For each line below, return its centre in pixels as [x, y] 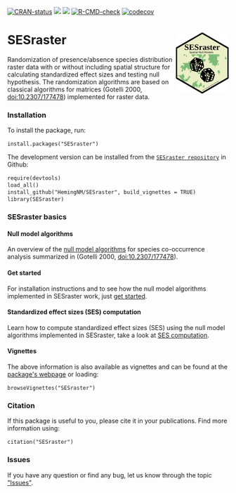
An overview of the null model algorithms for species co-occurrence [106, 249]
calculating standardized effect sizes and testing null [84, 74]
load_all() [23, 185]
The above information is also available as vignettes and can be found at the [118, 367]
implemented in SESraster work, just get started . [77, 296]
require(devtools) [34, 178]
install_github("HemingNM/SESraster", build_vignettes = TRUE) [102, 192]
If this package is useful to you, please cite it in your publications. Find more [117, 421]
